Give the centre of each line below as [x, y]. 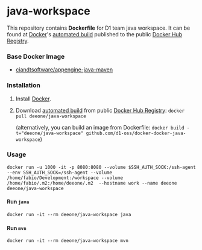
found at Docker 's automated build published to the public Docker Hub [95, 34]
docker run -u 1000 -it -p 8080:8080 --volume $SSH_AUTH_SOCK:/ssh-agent [102, 167]
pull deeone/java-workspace [51, 116]
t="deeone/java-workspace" [49, 133]
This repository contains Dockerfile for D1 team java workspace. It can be [99, 28]
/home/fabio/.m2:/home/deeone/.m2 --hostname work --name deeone [92, 183]
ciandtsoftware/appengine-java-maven [64, 70]
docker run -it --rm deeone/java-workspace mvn [68, 241]
